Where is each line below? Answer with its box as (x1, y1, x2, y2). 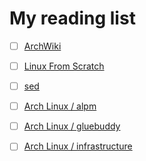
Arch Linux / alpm (23, 100, 97, 112)
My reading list (9, 7, 136, 30)
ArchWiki (23, 40, 62, 52)
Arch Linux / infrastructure (23, 140, 133, 152)
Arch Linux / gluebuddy (23, 120, 121, 132)
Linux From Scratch (23, 60, 105, 72)
